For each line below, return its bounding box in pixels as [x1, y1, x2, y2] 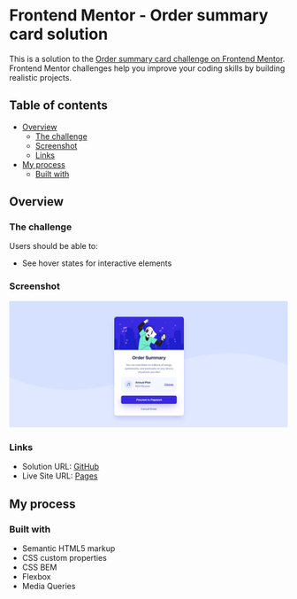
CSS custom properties [21, 553, 108, 564]
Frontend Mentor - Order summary [9, 5, 269, 26]
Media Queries [21, 581, 76, 592]
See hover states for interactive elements [21, 258, 172, 268]
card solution [9, 24, 109, 44]
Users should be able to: [9, 241, 99, 252]
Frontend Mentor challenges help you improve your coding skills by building [9, 63, 286, 74]
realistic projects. [9, 72, 72, 82]
